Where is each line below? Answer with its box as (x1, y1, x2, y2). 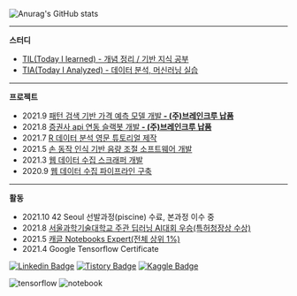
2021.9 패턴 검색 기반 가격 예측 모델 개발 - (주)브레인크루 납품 (21, 110, 234, 121)
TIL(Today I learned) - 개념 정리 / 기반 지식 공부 (21, 54, 189, 64)
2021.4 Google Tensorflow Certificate (21, 244, 159, 254)
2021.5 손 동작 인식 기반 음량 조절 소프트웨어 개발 (21, 144, 193, 154)
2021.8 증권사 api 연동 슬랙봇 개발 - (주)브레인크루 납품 (21, 122, 212, 132)
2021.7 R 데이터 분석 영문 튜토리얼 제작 (21, 133, 157, 143)
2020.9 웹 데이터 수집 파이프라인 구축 (21, 166, 152, 176)
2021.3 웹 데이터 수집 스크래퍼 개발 (21, 155, 143, 165)
